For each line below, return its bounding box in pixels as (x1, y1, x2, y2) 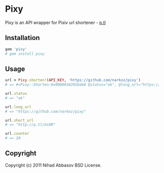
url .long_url (5, 104, 32, 109)
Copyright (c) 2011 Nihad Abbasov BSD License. (5, 162, 102, 168)
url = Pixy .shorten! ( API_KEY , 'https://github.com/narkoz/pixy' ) (5, 78, 141, 83)
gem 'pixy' (5, 46, 27, 52)
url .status (5, 91, 27, 96)
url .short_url (5, 118, 34, 123)
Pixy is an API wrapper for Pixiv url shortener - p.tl (5, 20, 106, 25)
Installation (5, 34, 40, 42)
